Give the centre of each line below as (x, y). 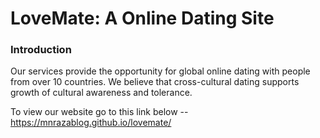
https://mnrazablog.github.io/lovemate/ (91, 123)
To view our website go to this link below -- (99, 112)
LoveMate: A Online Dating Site (142, 18)
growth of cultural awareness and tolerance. (101, 93)
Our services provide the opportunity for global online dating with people (160, 71)
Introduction (41, 50)
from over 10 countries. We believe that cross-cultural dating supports (155, 82)
